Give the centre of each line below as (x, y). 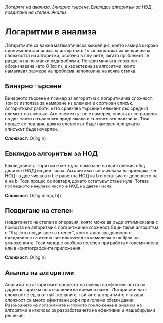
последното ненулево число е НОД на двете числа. (59, 186)
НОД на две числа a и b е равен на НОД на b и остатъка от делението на (81, 176)
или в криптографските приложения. (43, 248)
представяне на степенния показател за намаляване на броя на (72, 238)
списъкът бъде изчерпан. (32, 129)
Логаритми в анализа (51, 32)
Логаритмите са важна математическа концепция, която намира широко (81, 45)
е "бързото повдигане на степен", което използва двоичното (69, 233)
